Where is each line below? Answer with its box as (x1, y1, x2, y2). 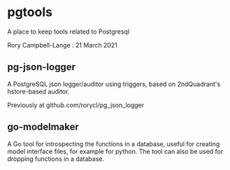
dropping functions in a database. (7, 155, 105, 163)
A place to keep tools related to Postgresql (7, 27, 130, 36)
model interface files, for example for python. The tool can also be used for (7, 147, 224, 155)
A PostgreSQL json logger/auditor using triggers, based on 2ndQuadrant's (7, 80, 221, 88)
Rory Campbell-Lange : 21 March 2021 (7, 41, 117, 49)
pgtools (7, 4, 52, 20)
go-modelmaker (7, 121, 79, 133)
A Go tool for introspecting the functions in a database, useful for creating (7, 139, 220, 148)
